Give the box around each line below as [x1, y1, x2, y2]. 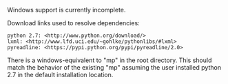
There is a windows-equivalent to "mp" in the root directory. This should [7, 56, 212, 64]
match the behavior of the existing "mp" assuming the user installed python [7, 64, 222, 71]
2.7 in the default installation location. [7, 71, 114, 79]
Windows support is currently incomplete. [7, 6, 126, 14]
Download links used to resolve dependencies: [7, 19, 140, 27]
